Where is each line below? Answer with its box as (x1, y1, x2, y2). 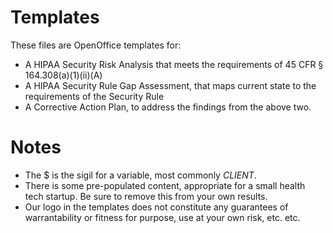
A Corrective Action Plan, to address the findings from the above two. (24, 101, 312, 113)
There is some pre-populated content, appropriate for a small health (24, 179, 306, 191)
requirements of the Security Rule (24, 90, 165, 102)
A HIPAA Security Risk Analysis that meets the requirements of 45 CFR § (24, 58, 324, 70)
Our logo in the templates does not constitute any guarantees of (24, 201, 289, 213)
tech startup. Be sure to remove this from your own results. (24, 190, 268, 202)
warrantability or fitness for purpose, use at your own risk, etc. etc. (24, 211, 301, 223)
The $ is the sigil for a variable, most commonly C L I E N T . (24, 169, 257, 181)
